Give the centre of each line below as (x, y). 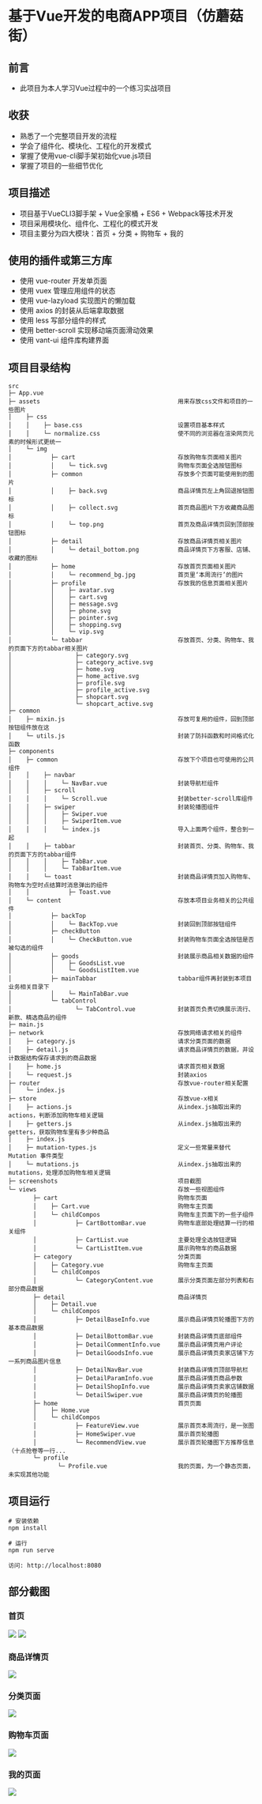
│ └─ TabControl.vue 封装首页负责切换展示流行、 (131, 1010)
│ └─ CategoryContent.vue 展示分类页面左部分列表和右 (144, 1281)
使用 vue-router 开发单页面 (64, 281)
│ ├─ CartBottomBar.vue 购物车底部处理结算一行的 (140, 1223)
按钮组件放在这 (29, 728)
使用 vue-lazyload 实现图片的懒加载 (77, 300)
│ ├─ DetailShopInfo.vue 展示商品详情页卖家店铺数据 (144, 1387)
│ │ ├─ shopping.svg (65, 625)
